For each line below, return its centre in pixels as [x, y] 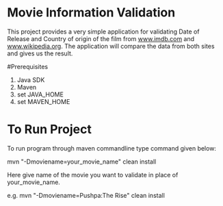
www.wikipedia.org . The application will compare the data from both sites [111, 46]
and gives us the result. [40, 53]
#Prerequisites [28, 66]
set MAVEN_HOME [43, 101]
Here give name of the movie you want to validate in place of [93, 175]
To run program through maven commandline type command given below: [112, 148]
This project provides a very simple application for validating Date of [103, 31]
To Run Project [50, 130]
